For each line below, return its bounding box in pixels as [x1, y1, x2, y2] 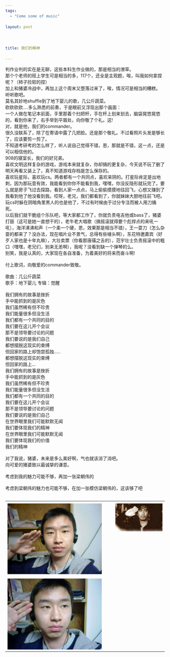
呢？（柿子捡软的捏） [5, 79, 50, 85]
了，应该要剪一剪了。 [5, 136, 50, 142]
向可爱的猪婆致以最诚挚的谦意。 [5, 461, 72, 467]
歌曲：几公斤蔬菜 [5, 273, 41, 279]
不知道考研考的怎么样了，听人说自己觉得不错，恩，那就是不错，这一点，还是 [5, 142, 165, 148]
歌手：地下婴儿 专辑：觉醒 [5, 279, 60, 286]
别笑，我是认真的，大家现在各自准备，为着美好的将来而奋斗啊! [5, 250, 136, 256]
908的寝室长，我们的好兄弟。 [5, 155, 67, 161]
